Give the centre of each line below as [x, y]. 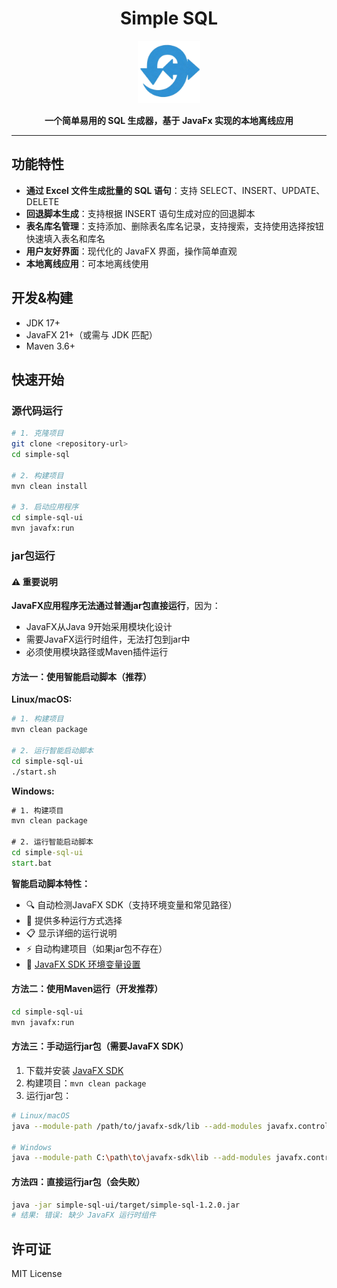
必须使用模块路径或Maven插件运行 [97, 652]
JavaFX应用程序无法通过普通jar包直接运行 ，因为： [116, 606]
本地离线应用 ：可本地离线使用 [87, 263]
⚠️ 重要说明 [34, 581]
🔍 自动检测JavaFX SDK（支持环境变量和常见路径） [131, 904]
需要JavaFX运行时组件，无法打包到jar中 [108, 639]
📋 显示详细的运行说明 [71, 933]
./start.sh [34, 772]
